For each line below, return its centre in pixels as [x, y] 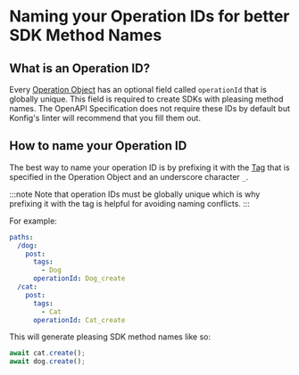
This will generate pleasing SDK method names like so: [110, 337]
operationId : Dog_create [79, 279]
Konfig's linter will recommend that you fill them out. [105, 118]
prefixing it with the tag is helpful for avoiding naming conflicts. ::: [129, 203]
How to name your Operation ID [98, 146]
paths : [21, 237]
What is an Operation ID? [79, 68]
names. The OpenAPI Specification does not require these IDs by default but [149, 108]
